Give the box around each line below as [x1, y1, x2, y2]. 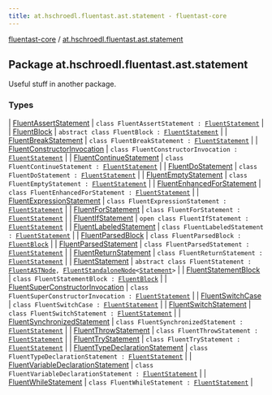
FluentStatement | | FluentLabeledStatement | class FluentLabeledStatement [8, 221, 264, 232]
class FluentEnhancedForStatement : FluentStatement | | [8, 187, 200, 197]
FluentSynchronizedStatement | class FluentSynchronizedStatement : [8, 316, 244, 326]
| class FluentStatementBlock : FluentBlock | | [8, 273, 168, 283]
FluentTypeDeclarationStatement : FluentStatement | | [8, 351, 192, 361]
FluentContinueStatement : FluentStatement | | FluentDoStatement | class [8, 161, 257, 171]
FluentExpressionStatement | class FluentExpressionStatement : [8, 196, 227, 206]
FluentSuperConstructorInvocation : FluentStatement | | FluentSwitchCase [8, 290, 262, 301]
